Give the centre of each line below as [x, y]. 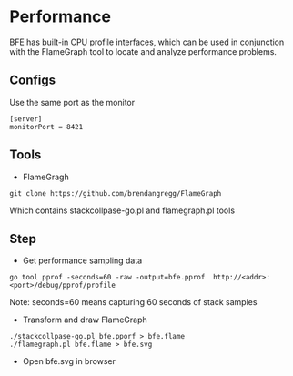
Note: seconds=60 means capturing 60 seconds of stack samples [133, 302]
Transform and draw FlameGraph [85, 320]
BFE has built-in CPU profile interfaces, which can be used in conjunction [147, 42]
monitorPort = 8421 [46, 127]
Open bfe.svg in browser [69, 361]
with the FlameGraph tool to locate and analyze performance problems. [143, 51]
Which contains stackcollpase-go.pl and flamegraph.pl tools [122, 210]
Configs [33, 81]
